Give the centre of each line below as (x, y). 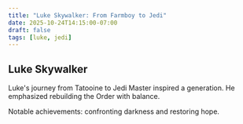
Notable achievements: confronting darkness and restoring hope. (114, 111)
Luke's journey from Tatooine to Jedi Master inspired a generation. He (121, 88)
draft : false (29, 30)
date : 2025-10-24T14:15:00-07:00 (63, 23)
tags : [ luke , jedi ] (40, 37)
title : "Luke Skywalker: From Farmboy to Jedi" (88, 15)
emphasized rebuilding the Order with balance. (84, 97)
